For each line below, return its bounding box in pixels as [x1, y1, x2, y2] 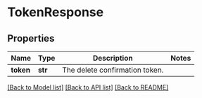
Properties [7, 32, 55, 44]
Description [92, 54, 133, 63]
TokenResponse [7, 4, 104, 20]
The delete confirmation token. [62, 65, 164, 75]
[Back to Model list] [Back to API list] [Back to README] [7, 83, 169, 92]
